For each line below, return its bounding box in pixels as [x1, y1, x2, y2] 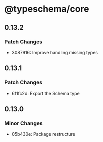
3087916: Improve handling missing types [11, 49, 98, 55]
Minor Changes [4, 120, 43, 127]
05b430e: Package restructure [11, 131, 75, 137]
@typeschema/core [4, 3, 89, 15]
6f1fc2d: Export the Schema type [11, 90, 80, 96]
